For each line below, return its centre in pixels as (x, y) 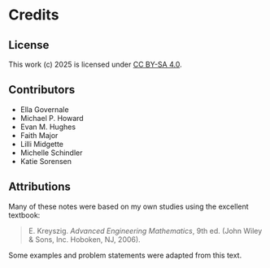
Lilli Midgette (41, 144)
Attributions (40, 187)
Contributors (42, 90)
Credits (34, 15)
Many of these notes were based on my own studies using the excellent (129, 206)
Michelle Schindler (51, 153)
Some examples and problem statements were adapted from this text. (125, 255)
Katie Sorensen (46, 161)
